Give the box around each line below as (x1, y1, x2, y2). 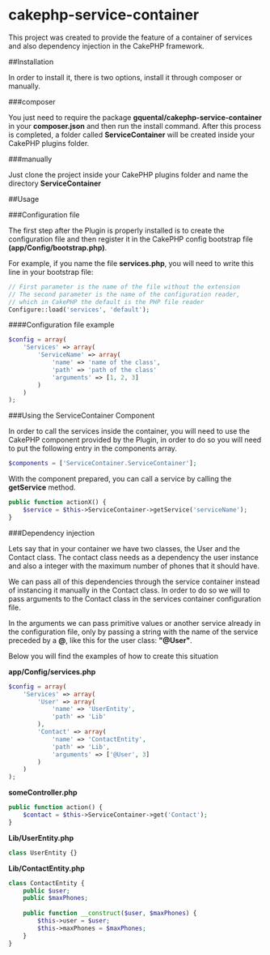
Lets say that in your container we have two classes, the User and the (8, 543, 240, 553)
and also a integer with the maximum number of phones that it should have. (8, 561, 260, 571)
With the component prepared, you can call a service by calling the (8, 474, 232, 484)
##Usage (8, 194, 40, 203)
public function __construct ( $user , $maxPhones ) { (23, 910, 197, 918)
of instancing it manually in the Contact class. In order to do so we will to (8, 585, 251, 595)
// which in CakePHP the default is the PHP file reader (8, 298, 205, 306)
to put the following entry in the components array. (8, 443, 178, 453)
